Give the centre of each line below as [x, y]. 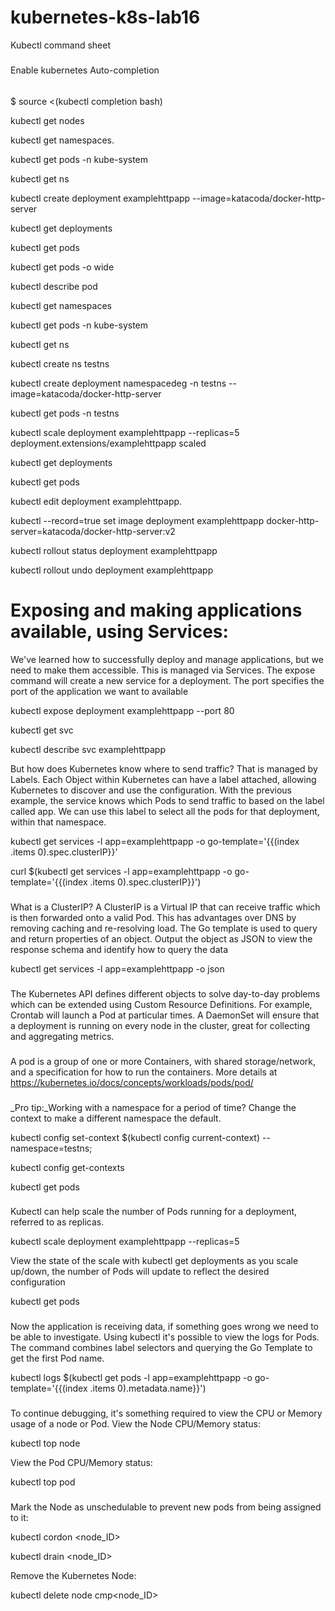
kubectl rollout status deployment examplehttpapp [114, 550]
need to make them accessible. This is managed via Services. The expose [163, 670]
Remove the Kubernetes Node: [73, 1576]
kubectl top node [45, 1443]
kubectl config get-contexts [67, 1167]
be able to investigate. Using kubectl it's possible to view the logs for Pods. [165, 1337]
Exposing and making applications [156, 610]
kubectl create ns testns [60, 363]
